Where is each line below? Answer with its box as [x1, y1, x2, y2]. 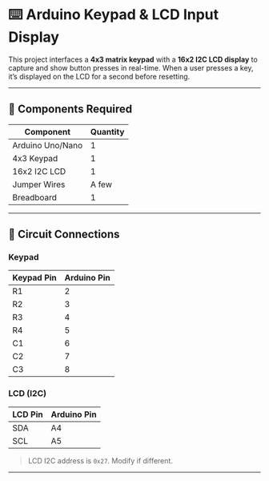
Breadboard [12, 192, 58, 203]
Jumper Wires [12, 179, 66, 190]
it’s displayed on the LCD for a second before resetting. [8, 71, 191, 81]
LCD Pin [12, 409, 43, 420]
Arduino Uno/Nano [12, 139, 83, 151]
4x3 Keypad [12, 152, 58, 164]
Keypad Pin [12, 273, 58, 284]
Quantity [90, 126, 125, 137]
